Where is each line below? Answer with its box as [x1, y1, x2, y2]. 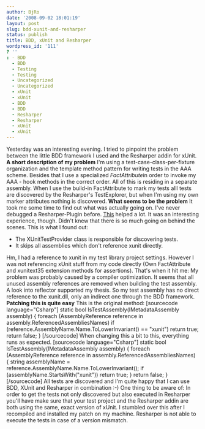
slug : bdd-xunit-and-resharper [6, 26, 86, 32]
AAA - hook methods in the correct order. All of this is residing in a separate [6, 178, 198, 185]
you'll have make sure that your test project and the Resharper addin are [6, 397, 188, 404]
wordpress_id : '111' [6, 44, 59, 50]
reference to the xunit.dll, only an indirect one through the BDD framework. [6, 293, 195, 300]
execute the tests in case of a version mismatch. [6, 417, 129, 423]
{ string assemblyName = [6, 358, 70, 365]
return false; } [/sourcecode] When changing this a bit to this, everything [6, 332, 190, 339]
